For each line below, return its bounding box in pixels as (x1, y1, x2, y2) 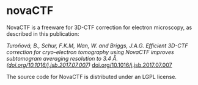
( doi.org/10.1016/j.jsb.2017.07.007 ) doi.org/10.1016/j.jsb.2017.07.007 (6, 61, 172, 69)
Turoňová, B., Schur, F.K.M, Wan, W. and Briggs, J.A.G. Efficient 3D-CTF (6, 42, 188, 49)
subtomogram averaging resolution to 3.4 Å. (6, 55, 118, 62)
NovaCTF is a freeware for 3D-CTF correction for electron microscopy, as (6, 24, 193, 31)
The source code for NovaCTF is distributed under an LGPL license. (6, 73, 177, 80)
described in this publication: (6, 30, 79, 37)
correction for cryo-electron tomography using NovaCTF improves (6, 48, 174, 55)
